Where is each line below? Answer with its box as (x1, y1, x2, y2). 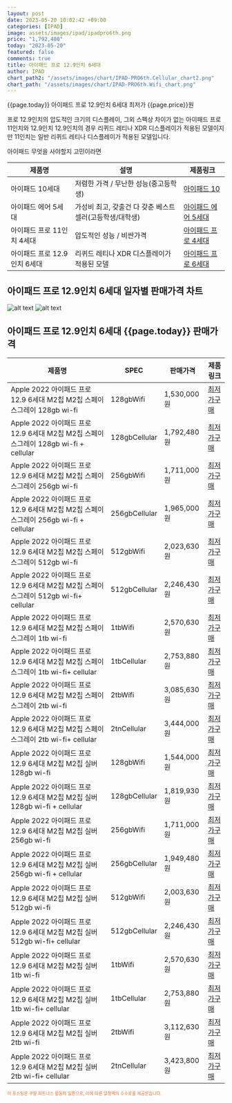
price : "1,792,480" (7, 36, 64, 43)
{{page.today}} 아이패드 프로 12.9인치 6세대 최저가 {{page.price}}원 (7, 101, 195, 109)
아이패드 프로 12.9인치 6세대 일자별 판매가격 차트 (7, 285, 204, 297)
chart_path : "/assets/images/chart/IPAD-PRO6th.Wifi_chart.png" (7, 81, 196, 88)
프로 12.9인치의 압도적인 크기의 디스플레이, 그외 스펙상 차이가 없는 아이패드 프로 (7, 115, 222, 124)
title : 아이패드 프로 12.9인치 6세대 (7, 62, 101, 68)
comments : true (7, 55, 51, 62)
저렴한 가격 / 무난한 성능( (75, 179, 152, 189)
